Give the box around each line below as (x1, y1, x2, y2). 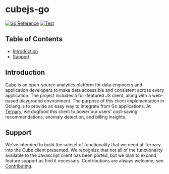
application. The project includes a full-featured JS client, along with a (5, 92, 151, 98)
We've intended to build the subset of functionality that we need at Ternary (5, 142, 161, 148)
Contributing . (5, 163, 33, 169)
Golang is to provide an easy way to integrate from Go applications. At (5, 103, 151, 109)
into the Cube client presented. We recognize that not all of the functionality (5, 147, 163, 153)
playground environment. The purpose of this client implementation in (19, 97, 164, 104)
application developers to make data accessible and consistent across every (5, 87, 164, 93)
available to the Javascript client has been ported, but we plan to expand (5, 152, 156, 158)
